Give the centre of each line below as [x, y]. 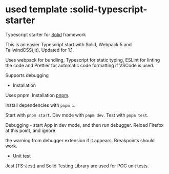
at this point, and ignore [30, 130]
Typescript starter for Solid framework [46, 34]
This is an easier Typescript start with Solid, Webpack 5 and [69, 44]
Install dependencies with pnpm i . [40, 105]
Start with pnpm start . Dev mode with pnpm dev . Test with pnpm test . [77, 115]
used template [37, 9]
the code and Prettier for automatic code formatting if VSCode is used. [80, 65]
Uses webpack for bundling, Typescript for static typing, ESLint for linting [83, 60]
